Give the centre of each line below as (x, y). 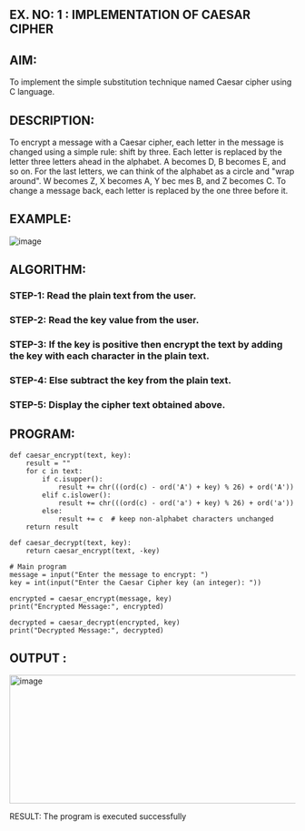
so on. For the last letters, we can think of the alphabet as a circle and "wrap (152, 171)
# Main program (38, 567)
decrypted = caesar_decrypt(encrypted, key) (95, 623)
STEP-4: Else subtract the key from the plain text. (120, 380)
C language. (32, 92)
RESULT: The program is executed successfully (98, 816)
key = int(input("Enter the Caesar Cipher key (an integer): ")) (135, 583)
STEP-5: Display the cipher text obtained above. (118, 404)
